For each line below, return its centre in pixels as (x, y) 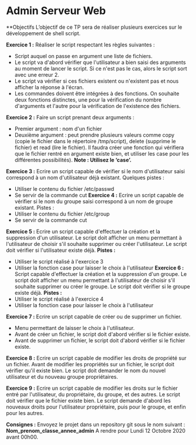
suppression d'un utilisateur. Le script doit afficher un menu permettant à (94, 237)
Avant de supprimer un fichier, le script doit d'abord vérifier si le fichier (100, 340)
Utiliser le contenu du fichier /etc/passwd (64, 188)
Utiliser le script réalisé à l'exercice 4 (59, 299)
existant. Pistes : (34, 207)
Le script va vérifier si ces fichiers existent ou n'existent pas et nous (97, 81)
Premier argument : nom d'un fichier (58, 129)
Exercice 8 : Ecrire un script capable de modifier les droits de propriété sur (96, 358)
